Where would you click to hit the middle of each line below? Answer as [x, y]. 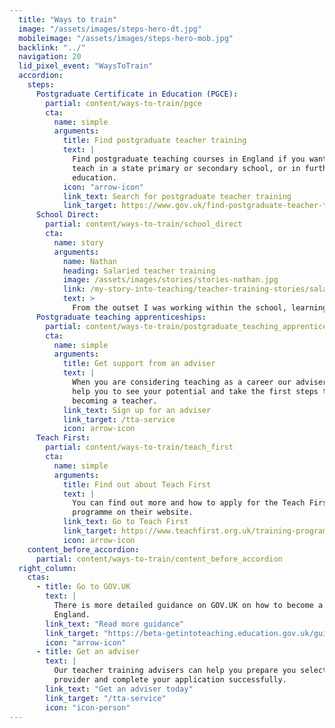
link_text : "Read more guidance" [115, 624]
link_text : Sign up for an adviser [137, 410]
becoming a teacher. [115, 401]
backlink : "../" [52, 47]
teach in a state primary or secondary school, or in [186, 168]
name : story [78, 242]
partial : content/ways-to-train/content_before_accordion [159, 559]
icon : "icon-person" [88, 707]
